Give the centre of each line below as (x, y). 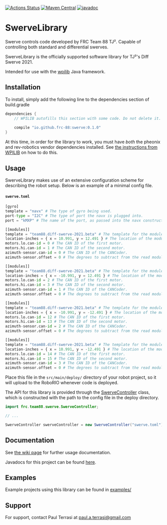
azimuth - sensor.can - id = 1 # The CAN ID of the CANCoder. (66, 289)
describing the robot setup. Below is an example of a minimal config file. (79, 185)
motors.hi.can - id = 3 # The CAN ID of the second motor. (65, 285)
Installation (23, 87)
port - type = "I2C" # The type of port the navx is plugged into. (74, 216)
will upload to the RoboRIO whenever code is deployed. (62, 383)
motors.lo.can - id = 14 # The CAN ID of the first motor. (65, 354)
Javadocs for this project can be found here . (51, 462)
